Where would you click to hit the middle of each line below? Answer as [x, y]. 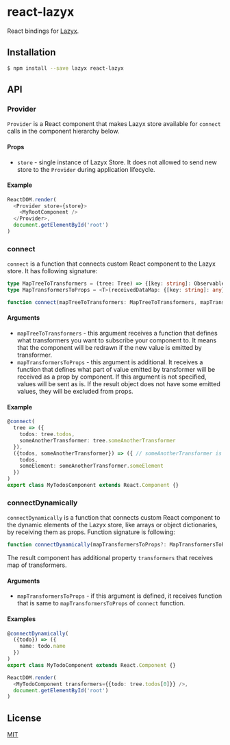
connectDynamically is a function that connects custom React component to [114, 518]
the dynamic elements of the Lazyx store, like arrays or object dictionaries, [112, 525]
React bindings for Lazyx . [43, 31]
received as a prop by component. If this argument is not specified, [112, 377]
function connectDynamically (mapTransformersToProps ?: [87, 545]
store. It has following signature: [52, 271]
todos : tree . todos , [47, 434]
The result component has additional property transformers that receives [110, 558]
